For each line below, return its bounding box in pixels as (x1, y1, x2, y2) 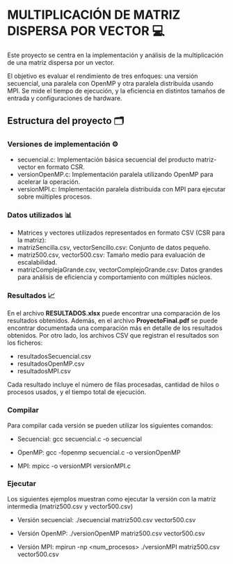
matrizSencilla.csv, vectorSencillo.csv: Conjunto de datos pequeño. (17, 243, 211, 251)
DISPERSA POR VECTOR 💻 (7, 23, 165, 39)
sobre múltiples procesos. (17, 192, 93, 201)
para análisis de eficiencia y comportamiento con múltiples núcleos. (17, 272, 213, 281)
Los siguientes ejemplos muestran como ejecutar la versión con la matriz (7, 494, 217, 503)
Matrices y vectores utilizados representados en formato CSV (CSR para (17, 228, 225, 237)
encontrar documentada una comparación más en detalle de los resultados (7, 324, 223, 332)
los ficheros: (7, 338, 43, 347)
